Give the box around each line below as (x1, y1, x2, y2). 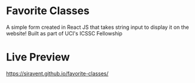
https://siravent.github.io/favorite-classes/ (6, 69, 109, 77)
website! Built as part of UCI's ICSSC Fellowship (6, 29, 123, 36)
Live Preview (6, 51, 70, 64)
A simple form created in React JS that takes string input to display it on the (6, 24, 190, 31)
